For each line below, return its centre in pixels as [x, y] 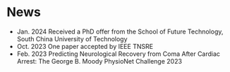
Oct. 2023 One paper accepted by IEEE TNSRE [85, 46]
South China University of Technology [72, 38]
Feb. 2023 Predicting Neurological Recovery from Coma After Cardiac [118, 54]
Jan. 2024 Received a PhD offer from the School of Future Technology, [120, 31]
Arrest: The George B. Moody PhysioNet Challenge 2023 [99, 61]
